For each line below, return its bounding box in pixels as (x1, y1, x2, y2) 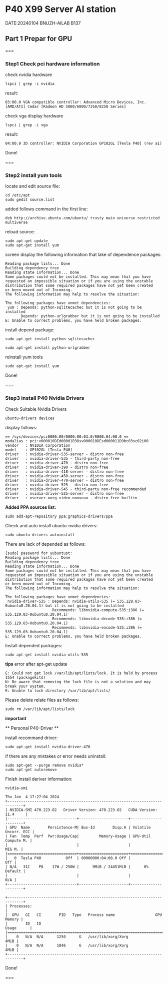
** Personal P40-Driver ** (5, 725, 59, 731)
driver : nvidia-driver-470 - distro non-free (5, 460, 108, 465)
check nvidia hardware (5, 71, 52, 78)
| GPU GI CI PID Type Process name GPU (5, 912, 162, 918)
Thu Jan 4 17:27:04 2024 (5, 794, 59, 799)
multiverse (5, 220, 28, 225)
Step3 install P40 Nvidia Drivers (5, 395, 84, 402)
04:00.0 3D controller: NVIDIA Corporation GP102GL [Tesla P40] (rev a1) (5, 141, 162, 146)
